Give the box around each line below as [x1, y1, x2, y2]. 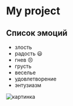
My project [6, 4, 61, 18]
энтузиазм [14, 82, 42, 89]
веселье [14, 69, 36, 76]
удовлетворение [14, 76, 57, 82]
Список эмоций [6, 28, 68, 38]
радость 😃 [14, 50, 43, 57]
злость [14, 43, 32, 51]
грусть [14, 63, 32, 70]
